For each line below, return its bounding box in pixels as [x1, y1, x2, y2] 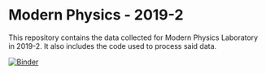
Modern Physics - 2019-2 [8, 6, 184, 24]
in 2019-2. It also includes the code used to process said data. [8, 41, 217, 50]
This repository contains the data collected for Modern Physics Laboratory [8, 33, 259, 42]
